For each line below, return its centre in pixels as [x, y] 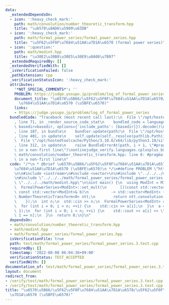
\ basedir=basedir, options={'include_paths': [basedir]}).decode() [88, 127]
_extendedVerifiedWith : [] [38, 66]
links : [21, 108]
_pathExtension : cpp [31, 75]
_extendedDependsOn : [31, 15]
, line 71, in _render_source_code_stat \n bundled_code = [79, 122]
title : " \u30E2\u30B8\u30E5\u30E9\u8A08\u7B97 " [65, 57]
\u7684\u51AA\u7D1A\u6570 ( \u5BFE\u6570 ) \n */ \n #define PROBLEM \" [86, 169]
